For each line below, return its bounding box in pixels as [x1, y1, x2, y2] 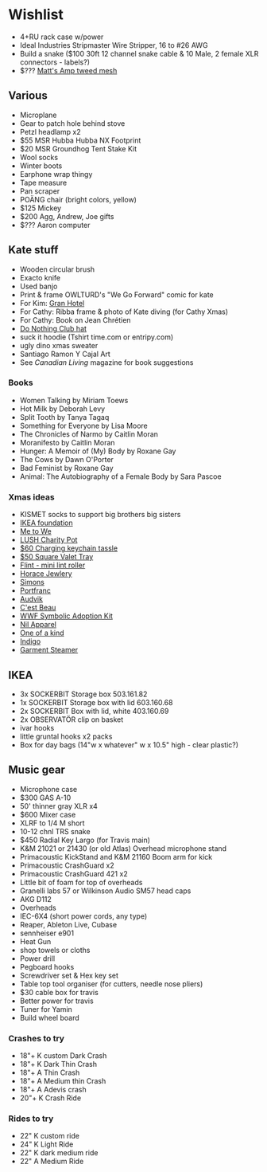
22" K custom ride [19, 1131, 79, 1141]
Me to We [19, 527, 52, 536]
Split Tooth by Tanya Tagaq [19, 412, 110, 421]
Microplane [19, 110, 57, 120]
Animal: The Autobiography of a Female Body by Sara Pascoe [19, 472, 222, 481]
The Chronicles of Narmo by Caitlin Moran [19, 429, 159, 439]
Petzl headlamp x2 [19, 127, 81, 136]
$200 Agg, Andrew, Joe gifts [19, 211, 114, 221]
